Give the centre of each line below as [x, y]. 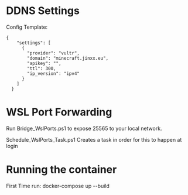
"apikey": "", [44, 63]
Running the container [61, 170]
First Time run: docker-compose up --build [58, 186]
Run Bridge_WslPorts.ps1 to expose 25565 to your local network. [84, 128]
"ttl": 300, [42, 69]
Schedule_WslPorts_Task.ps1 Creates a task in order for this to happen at [94, 139]
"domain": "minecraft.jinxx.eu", [68, 58]
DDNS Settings [43, 11]
